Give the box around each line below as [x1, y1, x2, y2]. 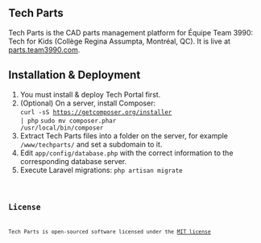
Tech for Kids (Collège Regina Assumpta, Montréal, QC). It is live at [8, 36, 231, 46]
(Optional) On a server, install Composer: [19, 98, 155, 108]
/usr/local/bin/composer [19, 124, 104, 132]
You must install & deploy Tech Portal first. [19, 89, 161, 99]
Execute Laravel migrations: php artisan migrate [19, 165, 183, 175]
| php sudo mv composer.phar [19, 117, 117, 125]
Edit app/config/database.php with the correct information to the [19, 148, 234, 158]
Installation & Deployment [8, 68, 141, 82]
